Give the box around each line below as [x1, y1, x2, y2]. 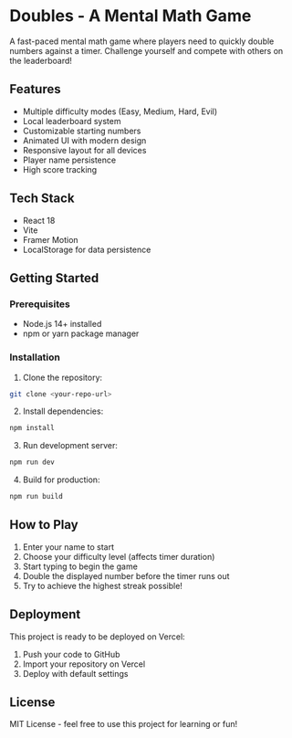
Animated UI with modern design [22, 134, 147, 146]
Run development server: [22, 440, 119, 451]
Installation [9, 351, 61, 364]
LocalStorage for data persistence [22, 244, 151, 255]
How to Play [9, 517, 79, 532]
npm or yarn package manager [22, 328, 140, 339]
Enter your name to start [22, 541, 115, 553]
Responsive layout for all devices [22, 144, 147, 155]
